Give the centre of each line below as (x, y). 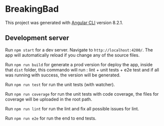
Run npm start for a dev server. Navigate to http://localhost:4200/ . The (79, 50)
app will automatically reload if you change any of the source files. (72, 55)
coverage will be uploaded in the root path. (49, 99)
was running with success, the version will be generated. (63, 75)
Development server (37, 38)
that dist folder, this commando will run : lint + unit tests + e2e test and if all (82, 70)
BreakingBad (32, 9)
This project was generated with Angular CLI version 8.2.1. (64, 23)
